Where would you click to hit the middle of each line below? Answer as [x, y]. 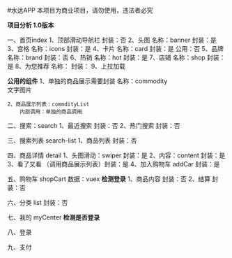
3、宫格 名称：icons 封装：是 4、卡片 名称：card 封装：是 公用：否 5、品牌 [116, 49]
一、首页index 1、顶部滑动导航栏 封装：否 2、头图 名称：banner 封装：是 [112, 40]
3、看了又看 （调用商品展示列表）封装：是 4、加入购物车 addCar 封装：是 [114, 164]
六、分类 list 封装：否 [38, 202]
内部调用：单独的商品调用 [51, 112]
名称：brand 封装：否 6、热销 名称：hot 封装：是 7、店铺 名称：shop [106, 57]
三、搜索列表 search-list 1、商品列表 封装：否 [72, 141]
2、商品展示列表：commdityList [48, 104]
